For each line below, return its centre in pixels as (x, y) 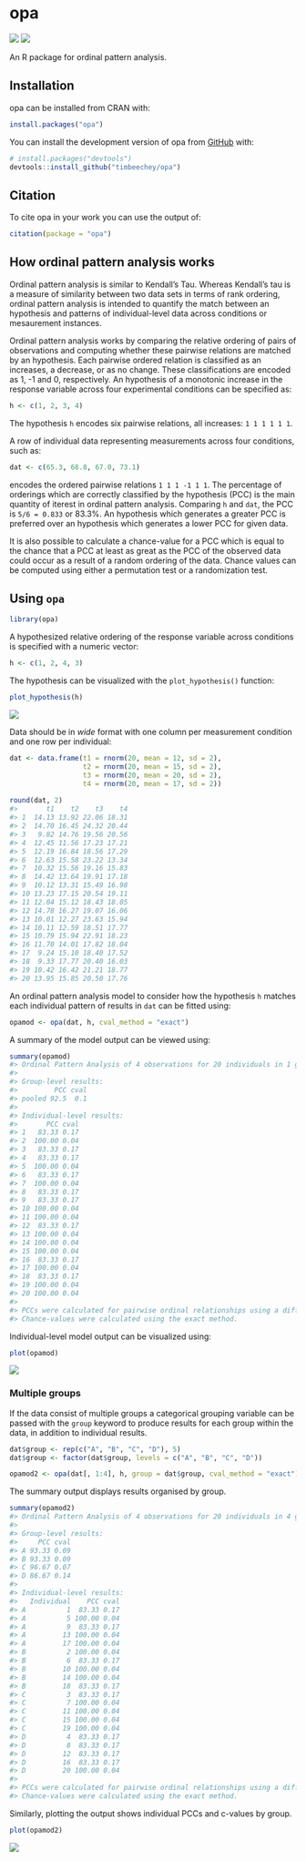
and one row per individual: (61, 741)
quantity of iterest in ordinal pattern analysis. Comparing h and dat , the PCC (152, 504)
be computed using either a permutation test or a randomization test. (139, 570)
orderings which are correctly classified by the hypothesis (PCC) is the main (153, 494)
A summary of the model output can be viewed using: (110, 1039)
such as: (25, 450)
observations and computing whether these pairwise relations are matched (150, 350)
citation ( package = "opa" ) (61, 234)
